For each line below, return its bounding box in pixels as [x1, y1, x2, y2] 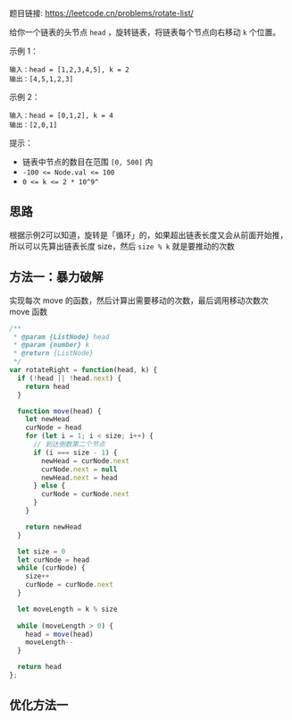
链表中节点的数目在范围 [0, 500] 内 [21, 157, 154, 167]
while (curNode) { [17, 563, 87, 572]
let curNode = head [17, 555, 90, 564]
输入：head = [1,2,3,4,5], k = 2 [9, 65, 129, 74]
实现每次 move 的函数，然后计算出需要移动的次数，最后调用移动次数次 [9, 294, 270, 306]
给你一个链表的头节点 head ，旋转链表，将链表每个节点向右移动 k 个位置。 [9, 27, 281, 38]
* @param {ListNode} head [13, 332, 110, 342]
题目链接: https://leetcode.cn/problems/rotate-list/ [9, 8, 194, 18]
